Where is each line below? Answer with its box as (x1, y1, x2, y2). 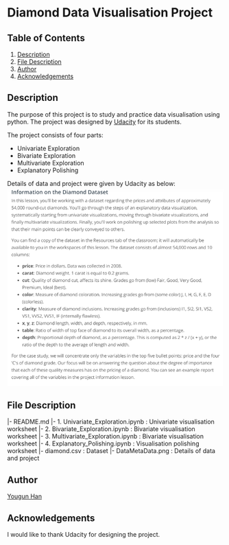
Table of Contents (7, 32, 86, 44)
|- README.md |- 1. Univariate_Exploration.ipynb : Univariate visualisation (7, 417, 215, 426)
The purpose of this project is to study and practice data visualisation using (7, 110, 221, 118)
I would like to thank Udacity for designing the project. (7, 531, 160, 539)
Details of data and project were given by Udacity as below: (7, 179, 176, 187)
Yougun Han (7, 492, 43, 500)
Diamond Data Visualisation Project (7, 5, 213, 21)
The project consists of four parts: (7, 130, 104, 139)
